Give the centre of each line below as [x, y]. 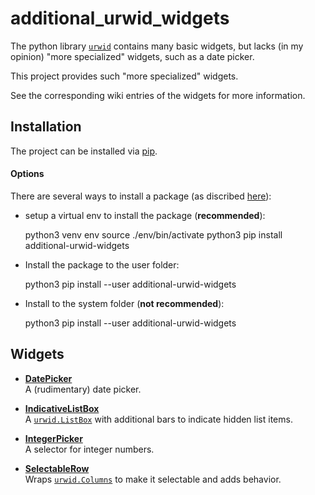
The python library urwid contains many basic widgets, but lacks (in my [157, 46]
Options [27, 174]
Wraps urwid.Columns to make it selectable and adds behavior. [153, 479]
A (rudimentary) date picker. [83, 389]
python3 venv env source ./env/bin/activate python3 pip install [153, 234]
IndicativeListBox [62, 408]
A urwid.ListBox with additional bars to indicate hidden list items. [158, 419]
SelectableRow [57, 468]
